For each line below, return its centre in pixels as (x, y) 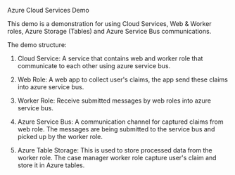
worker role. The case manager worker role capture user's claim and (117, 158)
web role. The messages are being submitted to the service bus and (116, 129)
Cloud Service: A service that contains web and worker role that (110, 58)
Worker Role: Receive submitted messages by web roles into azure (114, 101)
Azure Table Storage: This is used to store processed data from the (115, 150)
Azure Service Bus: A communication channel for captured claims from (120, 122)
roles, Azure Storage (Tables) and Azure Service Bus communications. (109, 31)
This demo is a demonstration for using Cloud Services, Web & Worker (110, 24)
